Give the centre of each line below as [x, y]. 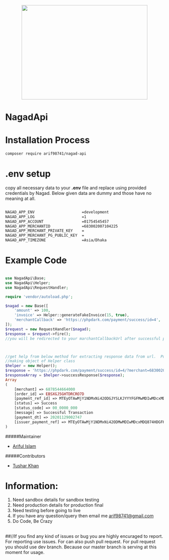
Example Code [36, 261]
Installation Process [48, 140]
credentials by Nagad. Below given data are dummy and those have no [78, 193]
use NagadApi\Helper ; [28, 283]
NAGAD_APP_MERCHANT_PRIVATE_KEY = [45, 231]
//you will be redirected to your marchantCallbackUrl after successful [83, 338]
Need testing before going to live [47, 511]
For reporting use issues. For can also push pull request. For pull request [80, 542]
